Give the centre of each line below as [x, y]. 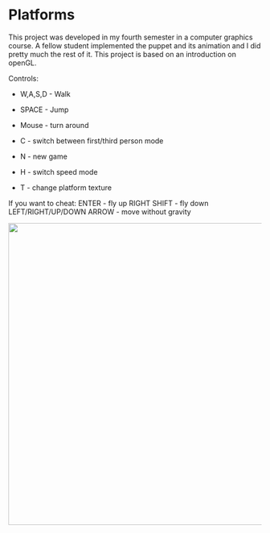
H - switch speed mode [59, 171]
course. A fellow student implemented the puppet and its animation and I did [135, 45]
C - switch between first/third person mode [92, 140]
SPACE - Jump [44, 109]
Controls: [23, 78]
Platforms [41, 15]
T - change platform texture [66, 188]
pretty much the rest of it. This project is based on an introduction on [123, 54]
